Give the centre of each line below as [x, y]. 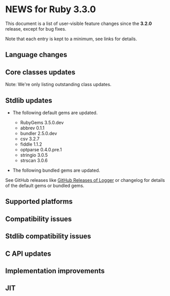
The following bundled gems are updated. [56, 170]
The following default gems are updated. [55, 113]
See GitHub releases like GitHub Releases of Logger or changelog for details [85, 180]
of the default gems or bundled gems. [45, 185]
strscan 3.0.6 [34, 160]
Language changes [36, 55]
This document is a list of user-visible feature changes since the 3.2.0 [79, 23]
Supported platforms [39, 201]
